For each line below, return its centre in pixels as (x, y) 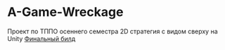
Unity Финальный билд (41, 38)
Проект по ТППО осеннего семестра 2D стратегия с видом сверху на (112, 31)
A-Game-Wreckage (65, 12)
